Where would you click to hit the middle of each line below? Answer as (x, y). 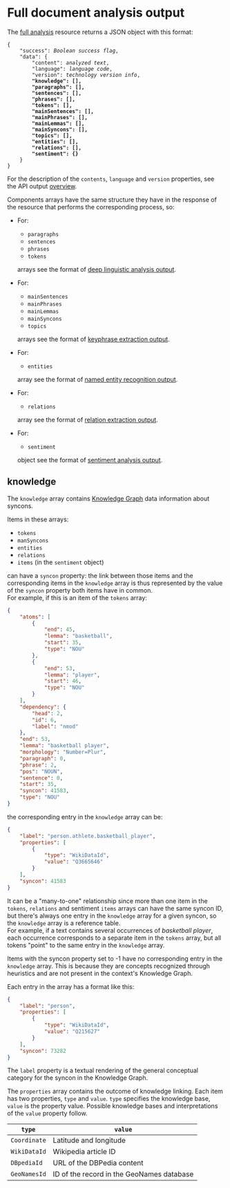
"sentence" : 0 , (41, 778)
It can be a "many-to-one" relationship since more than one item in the (108, 901)
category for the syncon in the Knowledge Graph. (78, 1078)
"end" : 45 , (60, 630)
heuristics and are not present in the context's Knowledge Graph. (100, 973)
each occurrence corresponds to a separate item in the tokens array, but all (114, 938)
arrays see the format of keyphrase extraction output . (94, 339)
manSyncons (33, 541)
